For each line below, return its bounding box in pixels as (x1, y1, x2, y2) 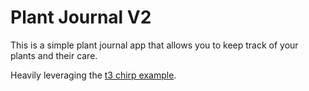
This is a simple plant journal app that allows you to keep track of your (10, 39, 299, 51)
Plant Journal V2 (10, 6, 152, 29)
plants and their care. (10, 49, 98, 61)
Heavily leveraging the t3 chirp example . (10, 69, 177, 81)
